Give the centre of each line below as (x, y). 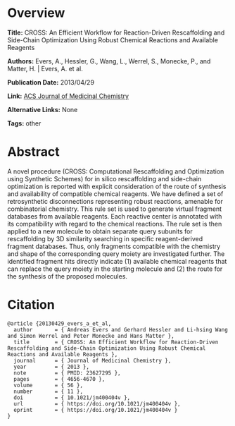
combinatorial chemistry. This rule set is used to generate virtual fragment (115, 209)
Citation (31, 305)
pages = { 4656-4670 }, (59, 379)
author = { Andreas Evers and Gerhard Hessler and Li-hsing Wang (121, 329)
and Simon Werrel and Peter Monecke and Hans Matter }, (91, 336)
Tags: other (24, 123)
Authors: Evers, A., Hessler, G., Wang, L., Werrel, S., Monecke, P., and (109, 61)
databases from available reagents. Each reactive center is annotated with (115, 216)
